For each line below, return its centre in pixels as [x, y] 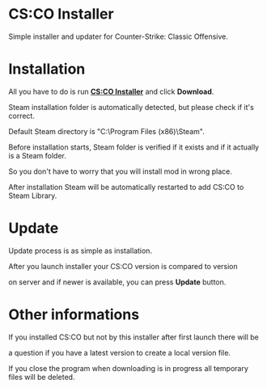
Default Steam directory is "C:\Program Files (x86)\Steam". [106, 131]
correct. [21, 116]
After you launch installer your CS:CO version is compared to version [123, 266]
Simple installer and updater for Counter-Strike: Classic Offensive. [119, 36]
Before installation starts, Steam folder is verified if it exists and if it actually [134, 147]
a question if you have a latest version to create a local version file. [120, 352]
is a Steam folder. [38, 155]
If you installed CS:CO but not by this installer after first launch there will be [133, 337]
